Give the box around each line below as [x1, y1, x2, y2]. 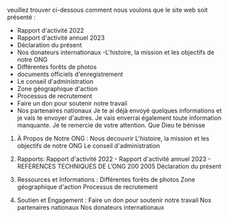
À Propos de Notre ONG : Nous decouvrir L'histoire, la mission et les [16, 134, 210, 143]
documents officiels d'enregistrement [16, 70, 123, 78]
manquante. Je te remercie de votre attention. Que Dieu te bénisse [16, 121, 206, 129]
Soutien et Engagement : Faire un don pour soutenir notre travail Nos [16, 196, 212, 204]
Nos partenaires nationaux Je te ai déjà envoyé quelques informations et [16, 106, 222, 114]
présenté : [7, 13, 36, 21]
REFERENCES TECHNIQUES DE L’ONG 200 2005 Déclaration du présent [16, 162, 221, 170]
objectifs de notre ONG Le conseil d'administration [16, 142, 160, 149]
